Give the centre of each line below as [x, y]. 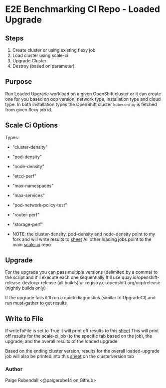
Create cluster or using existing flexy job [54, 50]
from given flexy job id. [29, 109]
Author [14, 369]
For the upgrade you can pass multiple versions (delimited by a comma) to [82, 272]
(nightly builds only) [26, 288]
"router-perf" [26, 214]
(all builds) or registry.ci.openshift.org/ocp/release [109, 283]
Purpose [19, 82]
